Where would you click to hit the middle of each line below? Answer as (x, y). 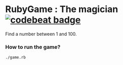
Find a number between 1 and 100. (41, 34)
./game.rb (16, 57)
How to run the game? (33, 47)
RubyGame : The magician (62, 9)
